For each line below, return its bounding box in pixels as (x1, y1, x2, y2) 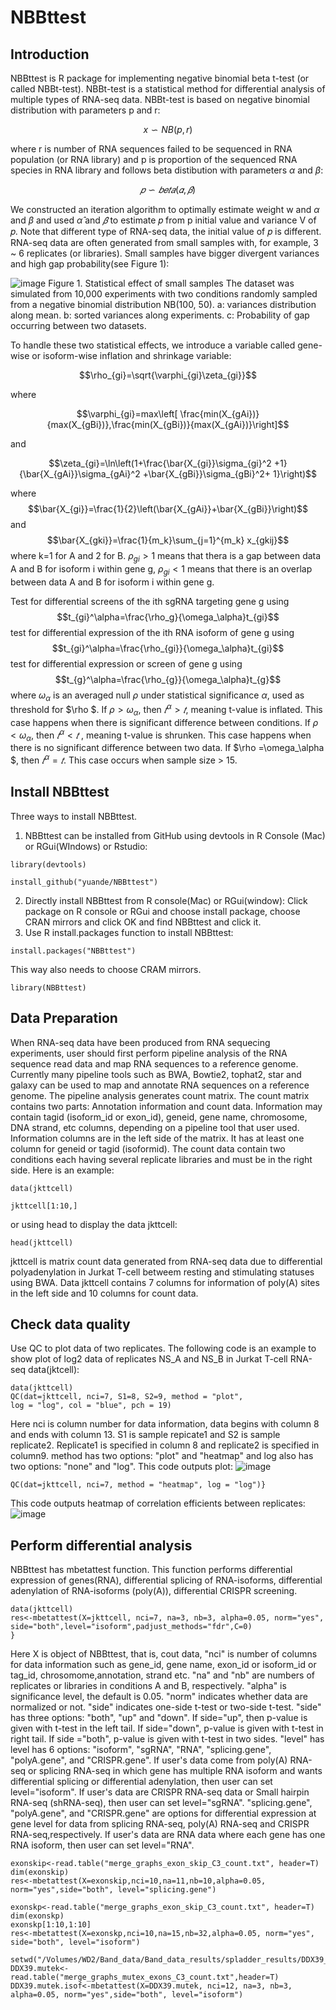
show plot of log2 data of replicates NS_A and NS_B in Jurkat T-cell (10, 1353, 288, 1365)
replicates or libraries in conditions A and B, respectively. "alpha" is (10, 1680, 287, 1692)
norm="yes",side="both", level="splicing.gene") (10, 1885, 217, 1895)
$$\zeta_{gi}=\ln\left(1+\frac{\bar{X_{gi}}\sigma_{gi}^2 (48, 457, 272, 469)
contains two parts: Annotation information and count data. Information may (10, 1100, 323, 1112)
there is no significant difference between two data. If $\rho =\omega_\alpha (10, 742, 325, 754)
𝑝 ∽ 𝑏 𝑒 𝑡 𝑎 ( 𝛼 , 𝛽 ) (139, 184, 197, 195)
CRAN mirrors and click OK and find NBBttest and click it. (24, 916, 262, 928)
